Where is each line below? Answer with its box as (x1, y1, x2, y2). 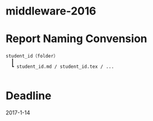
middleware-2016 (5, 4, 96, 18)
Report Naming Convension (5, 32, 148, 46)
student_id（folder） (5, 53, 59, 59)
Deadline (5, 89, 52, 103)
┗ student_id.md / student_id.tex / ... (11, 64, 114, 70)
